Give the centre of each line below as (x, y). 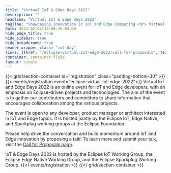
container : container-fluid (35, 57)
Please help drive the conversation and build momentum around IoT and (81, 134)
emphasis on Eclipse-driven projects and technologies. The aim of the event (85, 92)
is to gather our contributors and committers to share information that (78, 98)
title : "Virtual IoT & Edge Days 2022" (48, 10)
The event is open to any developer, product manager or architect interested (85, 113)
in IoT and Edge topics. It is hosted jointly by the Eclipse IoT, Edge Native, (82, 118)
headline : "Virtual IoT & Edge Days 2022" (51, 19)
